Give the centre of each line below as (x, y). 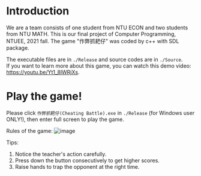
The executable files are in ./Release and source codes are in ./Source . (94, 59)
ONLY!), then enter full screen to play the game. (65, 119)
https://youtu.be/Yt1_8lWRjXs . (43, 72)
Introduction (38, 11)
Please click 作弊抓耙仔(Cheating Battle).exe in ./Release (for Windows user (100, 113)
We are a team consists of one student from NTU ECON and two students (97, 28)
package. (18, 48)
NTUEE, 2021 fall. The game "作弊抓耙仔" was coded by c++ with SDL (93, 41)
